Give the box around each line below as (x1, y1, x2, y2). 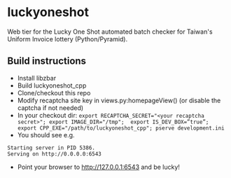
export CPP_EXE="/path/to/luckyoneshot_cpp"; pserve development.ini (17, 124, 225, 132)
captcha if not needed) (17, 103, 84, 112)
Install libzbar (17, 74, 57, 82)
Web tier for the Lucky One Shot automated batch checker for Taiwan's (7, 27, 213, 36)
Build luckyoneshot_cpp (17, 81, 87, 90)
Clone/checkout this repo (17, 88, 91, 97)
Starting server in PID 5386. (7, 144, 96, 151)
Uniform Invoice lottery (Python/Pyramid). (7, 34, 128, 43)
